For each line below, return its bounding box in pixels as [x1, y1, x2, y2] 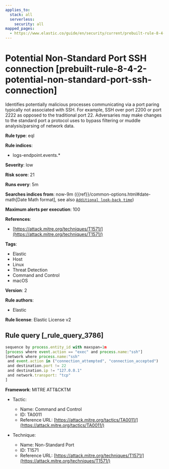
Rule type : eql [5, 132, 35, 139]
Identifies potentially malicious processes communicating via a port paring [5, 101, 159, 107]
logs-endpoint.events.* [12, 152, 61, 158]
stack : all [10, 12, 33, 17]
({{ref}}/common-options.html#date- [74, 191, 151, 197]
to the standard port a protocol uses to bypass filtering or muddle [5, 117, 141, 124]
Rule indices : [5, 142, 33, 148]
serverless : [10, 17, 35, 22]
